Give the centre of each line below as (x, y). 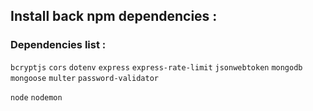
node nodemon (36, 97)
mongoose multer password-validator (84, 78)
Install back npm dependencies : (114, 16)
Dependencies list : (58, 45)
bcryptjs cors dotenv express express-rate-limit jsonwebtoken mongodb (156, 67)
